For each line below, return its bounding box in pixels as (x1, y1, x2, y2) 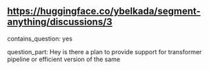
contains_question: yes (7, 34, 72, 43)
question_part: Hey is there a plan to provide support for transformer (7, 47, 202, 56)
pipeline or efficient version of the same (7, 55, 121, 63)
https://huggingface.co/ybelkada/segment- (7, 5, 201, 17)
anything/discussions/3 (7, 16, 112, 28)
